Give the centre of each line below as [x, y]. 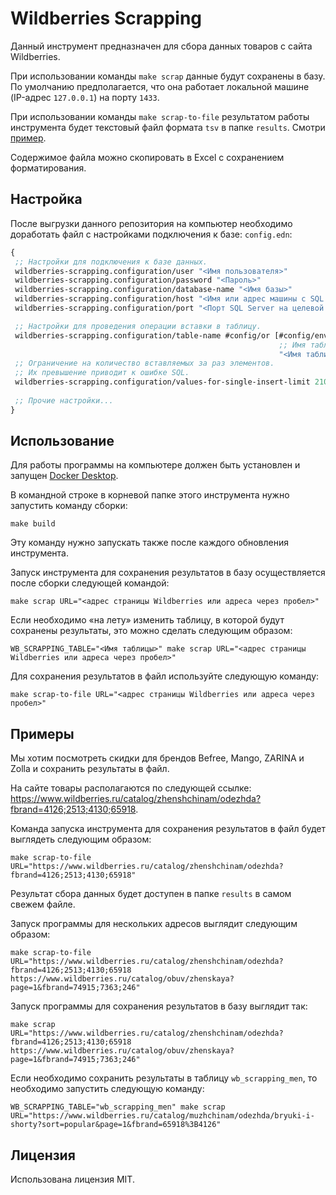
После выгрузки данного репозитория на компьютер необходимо [151, 223]
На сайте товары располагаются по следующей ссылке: [131, 788]
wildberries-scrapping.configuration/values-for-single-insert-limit [162, 382]
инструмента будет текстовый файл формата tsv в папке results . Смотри [168, 127]
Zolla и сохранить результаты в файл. [90, 769]
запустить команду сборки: [69, 506]
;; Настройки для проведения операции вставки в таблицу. [138, 326]
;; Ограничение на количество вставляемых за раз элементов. [144, 363]
